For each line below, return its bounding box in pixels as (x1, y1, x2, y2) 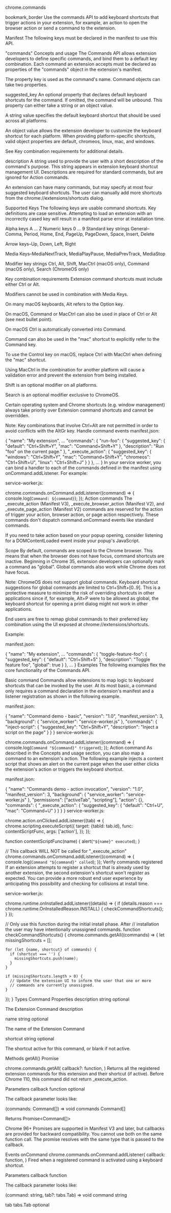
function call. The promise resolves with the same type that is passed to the (5, 1136, 164, 1142)
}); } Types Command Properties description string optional (5, 996, 130, 1002)
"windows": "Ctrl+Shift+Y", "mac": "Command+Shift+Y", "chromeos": (5, 454, 151, 460)
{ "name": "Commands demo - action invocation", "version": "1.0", (5, 786, 144, 792)
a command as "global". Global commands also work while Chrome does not (5, 564, 166, 570)
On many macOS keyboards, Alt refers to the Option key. (5, 301, 124, 307)
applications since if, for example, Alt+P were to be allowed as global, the (5, 596, 159, 601)
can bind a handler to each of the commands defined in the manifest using (5, 465, 162, 471)
